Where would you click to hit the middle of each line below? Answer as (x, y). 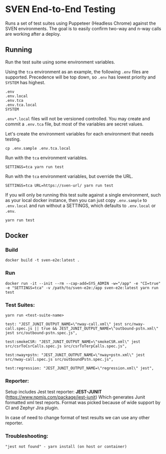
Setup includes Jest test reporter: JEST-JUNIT (54, 392)
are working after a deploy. (33, 34)
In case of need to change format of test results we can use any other (77, 418)
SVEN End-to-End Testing (60, 9)
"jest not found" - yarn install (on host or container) (66, 446)
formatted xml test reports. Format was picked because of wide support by (83, 403)
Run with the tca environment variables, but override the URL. (69, 176)
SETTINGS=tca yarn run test (35, 167)
